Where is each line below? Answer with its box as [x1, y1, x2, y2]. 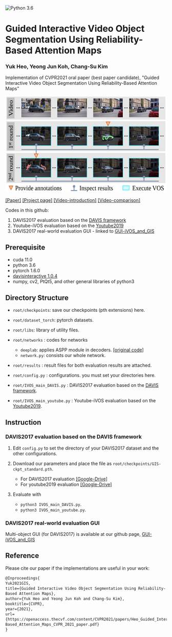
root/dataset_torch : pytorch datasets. [12, 317, 94, 323]
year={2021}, [5, 606, 33, 611]
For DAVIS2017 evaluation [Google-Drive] [20, 476, 107, 482]
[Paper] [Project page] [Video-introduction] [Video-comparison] [5, 197, 141, 203]
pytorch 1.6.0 [12, 268, 40, 274]
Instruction [5, 418, 41, 426]
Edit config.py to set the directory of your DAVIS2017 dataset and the [12, 445, 159, 451]
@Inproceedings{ [5, 575, 40, 580]
